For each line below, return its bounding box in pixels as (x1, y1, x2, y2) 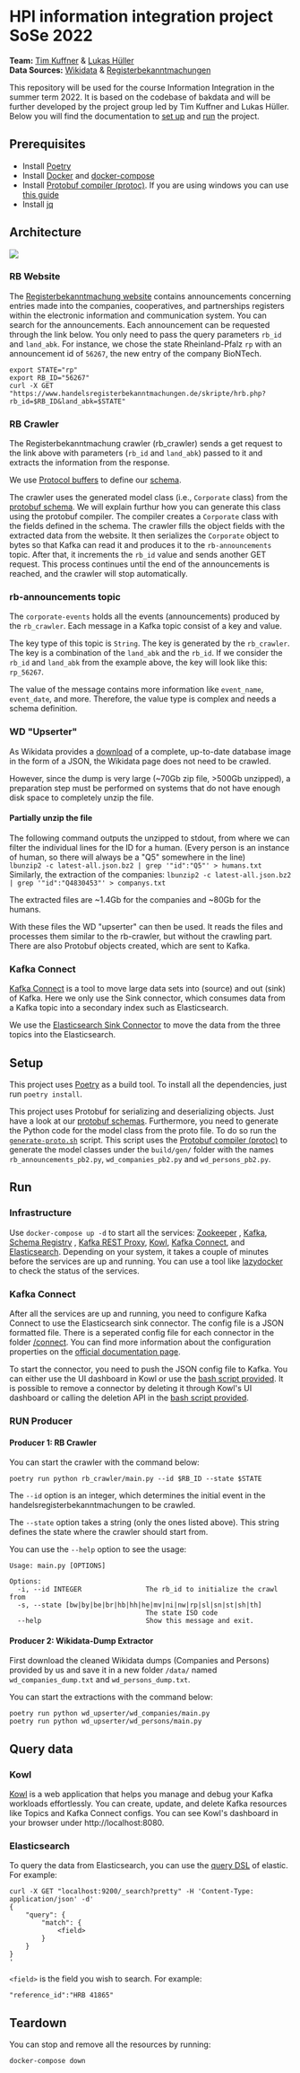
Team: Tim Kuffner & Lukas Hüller (9, 55, 134, 66)
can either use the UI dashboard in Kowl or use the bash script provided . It (9, 1373, 284, 1384)
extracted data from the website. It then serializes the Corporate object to (9, 530, 279, 541)
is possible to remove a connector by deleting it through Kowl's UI (9, 1383, 253, 1394)
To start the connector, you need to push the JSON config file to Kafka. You (9, 1363, 288, 1375)
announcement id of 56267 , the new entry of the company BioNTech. (9, 348, 262, 358)
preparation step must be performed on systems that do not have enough (9, 782, 280, 793)
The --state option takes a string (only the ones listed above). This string (9, 1517, 279, 1528)
